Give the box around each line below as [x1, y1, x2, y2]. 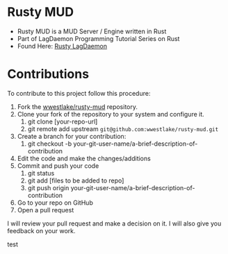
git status [27, 169, 55, 177]
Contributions [7, 67, 89, 82]
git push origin [27, 183, 70, 192]
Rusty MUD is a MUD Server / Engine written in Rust [17, 27, 167, 35]
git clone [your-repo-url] [27, 117, 98, 126]
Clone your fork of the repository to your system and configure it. [17, 110, 205, 118]
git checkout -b [27, 139, 72, 148]
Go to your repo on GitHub [17, 198, 94, 207]
